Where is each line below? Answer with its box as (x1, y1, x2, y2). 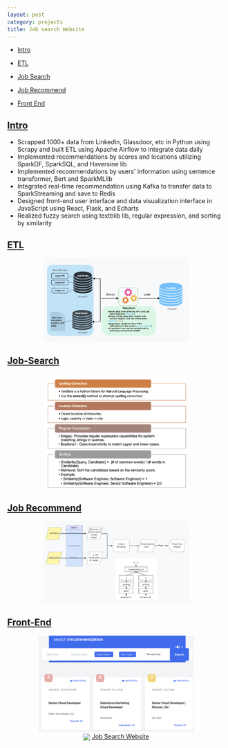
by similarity (17, 219, 53, 227)
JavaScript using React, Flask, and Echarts (17, 205, 140, 213)
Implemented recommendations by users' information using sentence (17, 167, 216, 176)
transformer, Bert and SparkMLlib (17, 175, 113, 183)
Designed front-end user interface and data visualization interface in (17, 197, 213, 205)
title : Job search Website (7, 26, 85, 33)
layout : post (7, 11, 45, 18)
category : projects (7, 18, 64, 26)
